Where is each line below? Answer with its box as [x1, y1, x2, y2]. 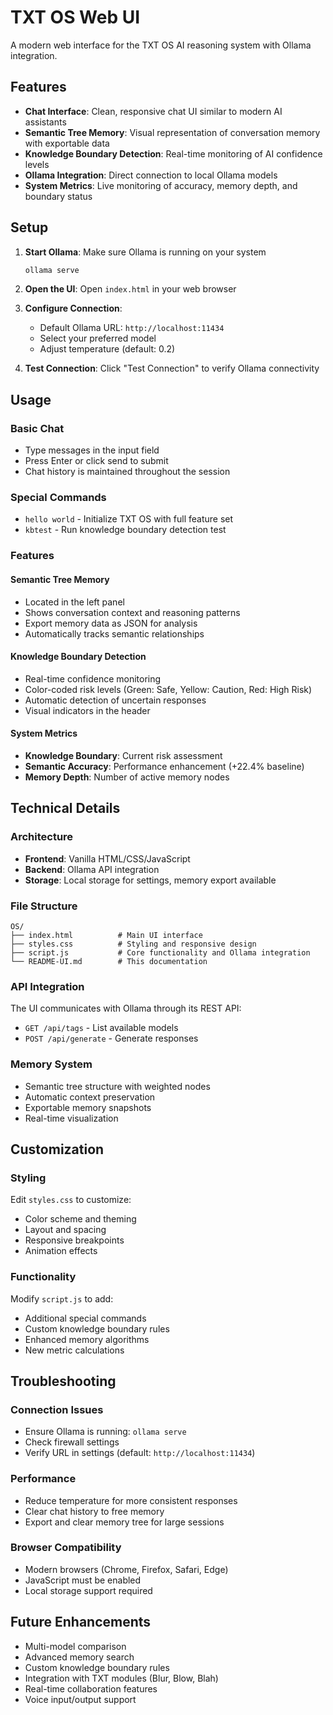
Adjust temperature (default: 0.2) [39, 343, 176, 355]
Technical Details [10, 800, 121, 817]
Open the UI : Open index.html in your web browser [24, 283, 237, 295]
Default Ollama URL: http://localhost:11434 [39, 322, 225, 334]
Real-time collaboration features [24, 1682, 158, 1695]
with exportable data [24, 137, 110, 149]
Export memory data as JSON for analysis [24, 617, 198, 629]
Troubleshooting [10, 1372, 117, 1390]
